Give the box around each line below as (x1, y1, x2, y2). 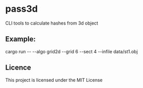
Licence (5, 63, 32, 72)
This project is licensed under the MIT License (5, 77, 103, 83)
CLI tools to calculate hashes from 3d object (5, 20, 99, 26)
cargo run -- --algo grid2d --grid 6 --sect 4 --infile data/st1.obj (5, 48, 138, 54)
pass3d (5, 3, 38, 15)
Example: (5, 35, 36, 43)
